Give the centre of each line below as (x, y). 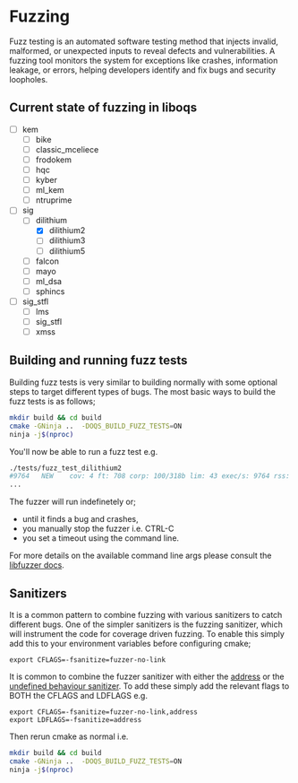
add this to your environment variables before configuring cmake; (130, 643)
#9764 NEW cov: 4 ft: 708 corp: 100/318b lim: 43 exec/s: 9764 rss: (150, 476)
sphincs (50, 291)
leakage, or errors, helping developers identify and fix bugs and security (142, 70)
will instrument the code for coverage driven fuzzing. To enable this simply (147, 633)
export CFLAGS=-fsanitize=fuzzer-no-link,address (104, 712)
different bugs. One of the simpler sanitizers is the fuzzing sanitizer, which (146, 624)
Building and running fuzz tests (98, 361)
